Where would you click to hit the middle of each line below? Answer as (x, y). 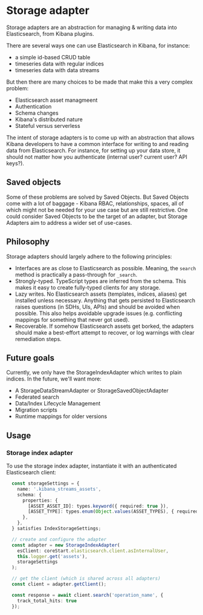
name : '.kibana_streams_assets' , (59, 489)
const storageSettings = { (46, 484)
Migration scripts (36, 410)
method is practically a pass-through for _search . (76, 274)
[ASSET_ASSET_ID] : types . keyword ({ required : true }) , (98, 506)
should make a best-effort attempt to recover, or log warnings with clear (105, 332)
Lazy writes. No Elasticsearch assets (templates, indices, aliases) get (101, 294)
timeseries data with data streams (57, 70)
